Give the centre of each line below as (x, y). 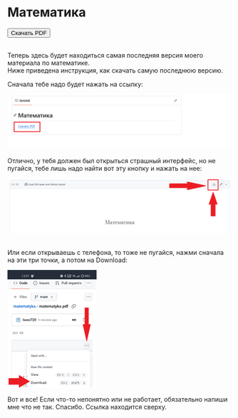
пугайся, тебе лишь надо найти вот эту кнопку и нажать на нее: (105, 168)
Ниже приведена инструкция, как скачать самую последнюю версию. (115, 70)
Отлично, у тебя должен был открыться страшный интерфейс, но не (112, 160)
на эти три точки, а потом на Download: (68, 260)
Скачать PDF (29, 33)
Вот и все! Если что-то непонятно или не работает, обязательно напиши (118, 399)
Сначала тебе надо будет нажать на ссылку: (76, 84)
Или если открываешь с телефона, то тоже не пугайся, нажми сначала (116, 252)
